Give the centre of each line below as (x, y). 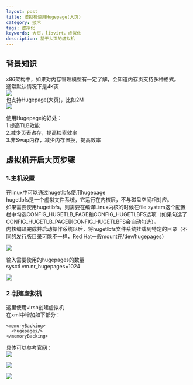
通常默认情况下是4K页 (33, 86)
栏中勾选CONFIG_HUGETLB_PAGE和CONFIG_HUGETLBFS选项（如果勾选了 (97, 214)
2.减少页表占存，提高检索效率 (42, 132)
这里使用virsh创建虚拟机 (35, 307)
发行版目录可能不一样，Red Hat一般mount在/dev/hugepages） (92, 236)
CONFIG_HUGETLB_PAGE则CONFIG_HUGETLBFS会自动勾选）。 (83, 222)
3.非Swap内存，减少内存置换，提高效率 (54, 140)
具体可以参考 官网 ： (29, 347)
